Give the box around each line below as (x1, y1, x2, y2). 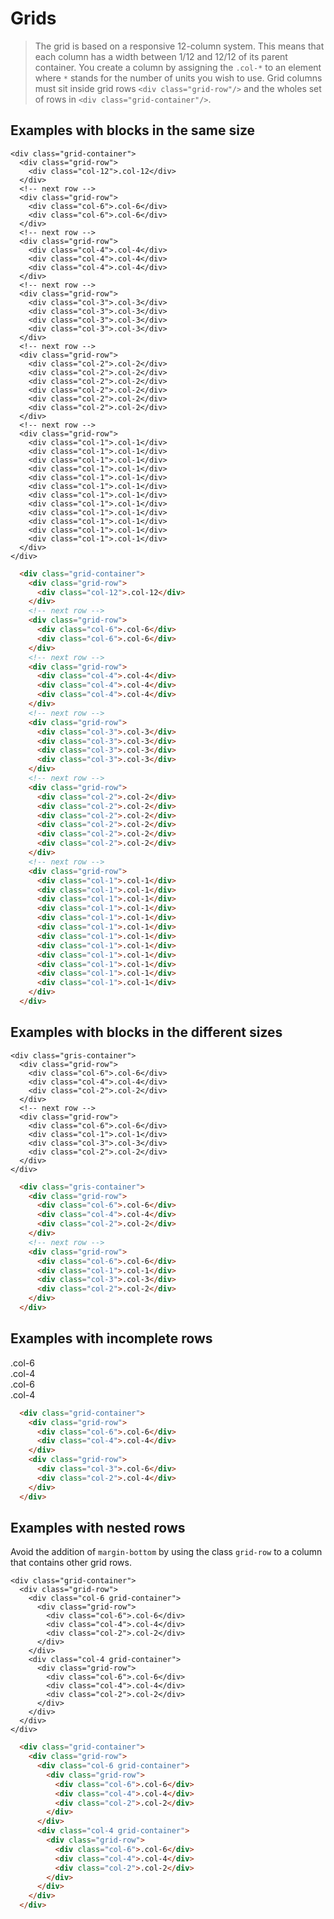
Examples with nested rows (10, 1519, 186, 1536)
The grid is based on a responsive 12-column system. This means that (34, 40, 325, 52)
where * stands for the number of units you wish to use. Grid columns (34, 72, 323, 84)
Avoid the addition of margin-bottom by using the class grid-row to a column (10, 1546, 323, 1558)
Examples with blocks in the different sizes (10, 1024, 283, 1041)
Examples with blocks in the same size (10, 122, 256, 139)
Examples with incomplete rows (10, 1330, 213, 1347)
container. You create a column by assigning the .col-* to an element (34, 61, 322, 73)
